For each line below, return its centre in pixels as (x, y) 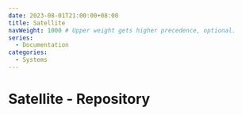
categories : (28, 52)
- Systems (31, 60)
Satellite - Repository (79, 99)
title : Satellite (37, 23)
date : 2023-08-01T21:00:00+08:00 (63, 15)
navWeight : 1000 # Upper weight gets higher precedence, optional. (122, 30)
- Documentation (42, 45)
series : (21, 38)
